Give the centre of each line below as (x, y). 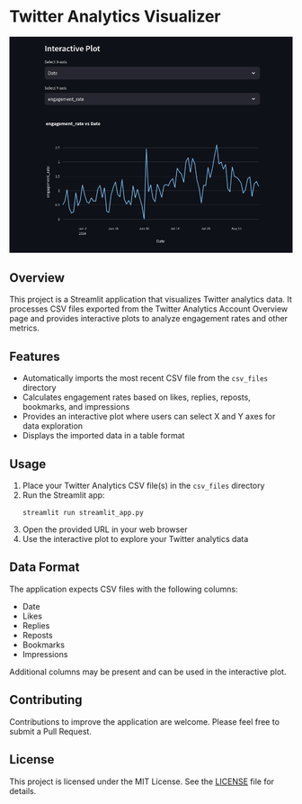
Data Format (44, 568)
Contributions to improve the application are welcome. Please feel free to (145, 721)
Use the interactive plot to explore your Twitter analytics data (135, 539)
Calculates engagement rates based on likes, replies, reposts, (137, 397)
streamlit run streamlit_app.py (83, 513)
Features (35, 356)
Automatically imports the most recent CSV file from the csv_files (145, 378)
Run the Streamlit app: (63, 495)
